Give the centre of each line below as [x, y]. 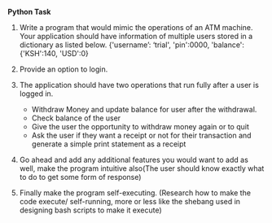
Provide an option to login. [64, 69]
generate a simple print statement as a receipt [109, 144]
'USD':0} [74, 53]
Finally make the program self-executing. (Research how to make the [135, 193]
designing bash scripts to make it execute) [90, 210]
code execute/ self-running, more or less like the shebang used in [130, 201]
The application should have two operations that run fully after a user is [139, 85]
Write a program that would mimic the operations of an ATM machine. [136, 27]
